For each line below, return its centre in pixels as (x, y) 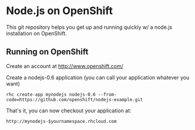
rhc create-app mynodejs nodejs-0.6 (51, 94)
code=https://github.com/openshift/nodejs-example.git (75, 99)
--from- (107, 94)
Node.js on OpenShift (60, 11)
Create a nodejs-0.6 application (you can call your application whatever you (98, 77)
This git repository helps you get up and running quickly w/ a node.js (89, 27)
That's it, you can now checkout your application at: (69, 111)
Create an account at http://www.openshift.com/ (65, 66)
